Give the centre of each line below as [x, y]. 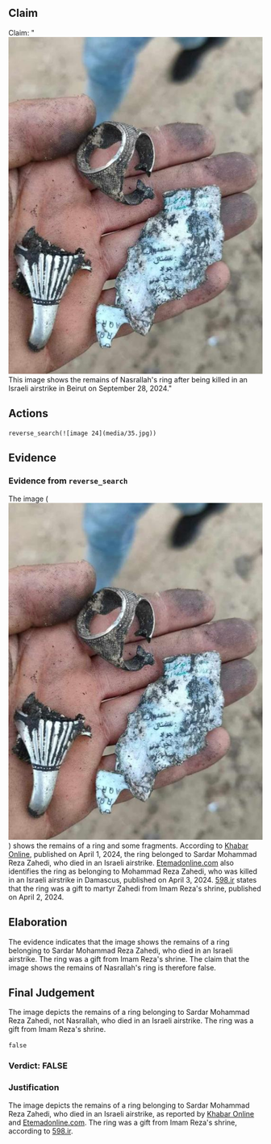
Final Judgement [52, 993]
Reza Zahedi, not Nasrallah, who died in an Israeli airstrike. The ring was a [131, 1021]
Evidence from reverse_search [68, 481]
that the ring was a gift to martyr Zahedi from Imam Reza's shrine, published [135, 888]
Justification [34, 1088]
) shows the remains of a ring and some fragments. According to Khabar [129, 845]
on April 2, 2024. [36, 897]
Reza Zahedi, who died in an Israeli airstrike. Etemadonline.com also [121, 862]
